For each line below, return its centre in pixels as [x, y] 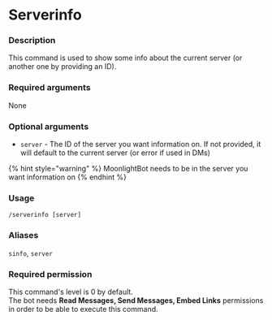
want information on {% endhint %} [68, 177]
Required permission [50, 274]
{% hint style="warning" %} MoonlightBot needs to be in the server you [128, 169]
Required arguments [50, 88]
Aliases [24, 236]
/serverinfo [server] [45, 215]
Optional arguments [49, 126]
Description [32, 41]
